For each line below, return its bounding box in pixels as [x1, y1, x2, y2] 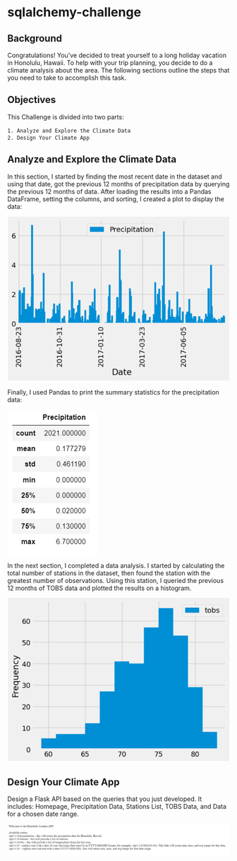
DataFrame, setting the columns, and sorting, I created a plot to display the [7, 195, 224, 203]
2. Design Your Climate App [7, 134, 90, 141]
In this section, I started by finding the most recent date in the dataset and [7, 172, 222, 181]
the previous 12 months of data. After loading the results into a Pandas [7, 187, 212, 195]
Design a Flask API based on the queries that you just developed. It [7, 795, 202, 803]
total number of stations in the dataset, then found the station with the [7, 569, 210, 577]
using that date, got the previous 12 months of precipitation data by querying [7, 179, 230, 188]
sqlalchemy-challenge [7, 4, 142, 20]
